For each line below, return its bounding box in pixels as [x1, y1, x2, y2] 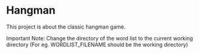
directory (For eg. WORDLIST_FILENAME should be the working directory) [6, 41, 188, 48]
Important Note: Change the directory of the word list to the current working [6, 34, 193, 42]
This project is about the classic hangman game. [6, 23, 125, 30]
